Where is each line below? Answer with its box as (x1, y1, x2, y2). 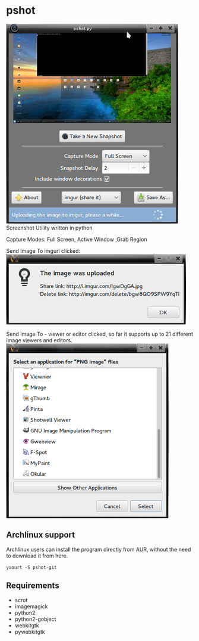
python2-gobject (14, 615, 56, 623)
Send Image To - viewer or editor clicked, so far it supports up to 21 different (6, 330, 193, 337)
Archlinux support (6, 530, 75, 540)
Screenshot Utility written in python (6, 224, 93, 231)
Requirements (6, 581, 59, 591)
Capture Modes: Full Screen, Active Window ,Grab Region (6, 236, 147, 243)
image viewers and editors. (6, 336, 72, 343)
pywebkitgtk (14, 628, 46, 635)
